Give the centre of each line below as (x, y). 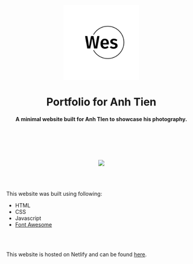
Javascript (28, 218)
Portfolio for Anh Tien (101, 102)
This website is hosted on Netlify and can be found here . (77, 254)
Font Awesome (33, 225)
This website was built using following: (54, 194)
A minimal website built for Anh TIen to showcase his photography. (101, 119)
